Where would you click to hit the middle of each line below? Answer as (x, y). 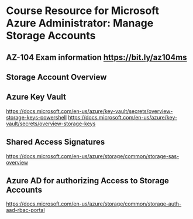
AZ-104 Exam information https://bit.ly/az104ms (96, 57)
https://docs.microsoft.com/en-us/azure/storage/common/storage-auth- (94, 204)
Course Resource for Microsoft (83, 11)
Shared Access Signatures (56, 142)
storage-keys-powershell (37, 117)
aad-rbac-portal (25, 210)
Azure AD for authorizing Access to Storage (88, 181)
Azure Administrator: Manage (80, 23)
